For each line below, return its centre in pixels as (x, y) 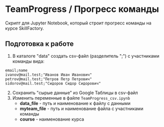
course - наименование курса (52, 119)
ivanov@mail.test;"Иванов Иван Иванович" (49, 75)
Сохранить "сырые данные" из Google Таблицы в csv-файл (75, 93)
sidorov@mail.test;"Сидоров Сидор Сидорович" (53, 83)
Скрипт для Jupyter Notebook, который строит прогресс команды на (78, 23)
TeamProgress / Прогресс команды (82, 9)
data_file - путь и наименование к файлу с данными (75, 103)
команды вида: (28, 61)
